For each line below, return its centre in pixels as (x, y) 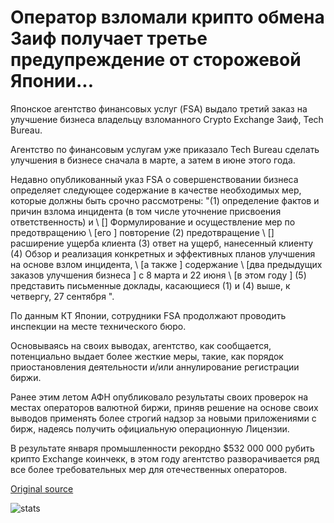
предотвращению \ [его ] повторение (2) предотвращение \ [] (142, 232)
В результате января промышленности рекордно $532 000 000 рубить (162, 448)
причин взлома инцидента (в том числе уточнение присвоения (146, 211)
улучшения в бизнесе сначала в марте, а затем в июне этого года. (153, 160)
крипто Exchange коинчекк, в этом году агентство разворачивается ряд (165, 458)
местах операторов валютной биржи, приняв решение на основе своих (164, 407)
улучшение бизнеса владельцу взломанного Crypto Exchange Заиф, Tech (167, 119)
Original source (42, 488)
